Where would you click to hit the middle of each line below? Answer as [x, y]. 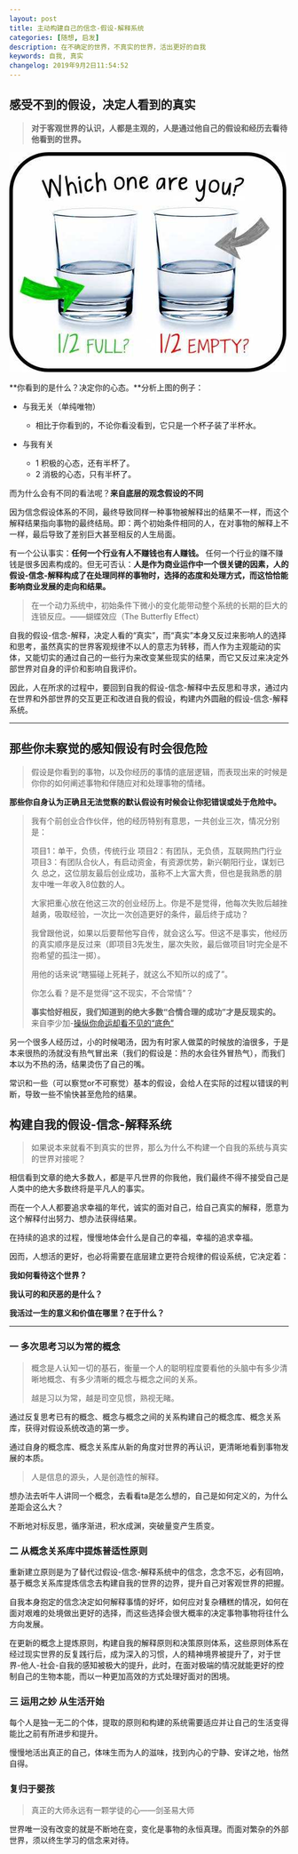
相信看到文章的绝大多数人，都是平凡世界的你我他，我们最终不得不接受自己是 [149, 1178]
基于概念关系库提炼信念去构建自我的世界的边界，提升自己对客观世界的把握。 [149, 1583]
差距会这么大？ [36, 1506]
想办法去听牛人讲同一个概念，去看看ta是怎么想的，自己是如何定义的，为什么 [149, 1495]
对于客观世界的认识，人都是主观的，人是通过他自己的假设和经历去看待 [159, 128]
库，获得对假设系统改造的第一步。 [71, 1427]
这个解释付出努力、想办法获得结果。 [75, 1219]
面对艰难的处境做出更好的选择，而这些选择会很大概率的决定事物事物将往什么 [149, 1613]
